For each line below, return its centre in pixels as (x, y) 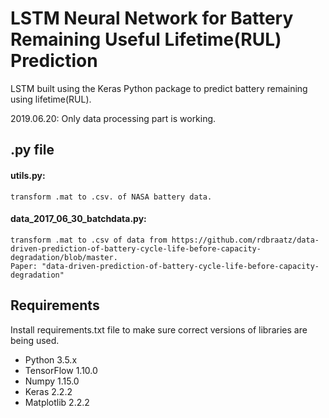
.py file (32, 150)
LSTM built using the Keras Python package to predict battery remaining (159, 88)
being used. (35, 340)
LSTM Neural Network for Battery (152, 18)
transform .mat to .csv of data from (89, 240)
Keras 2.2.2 (48, 391)
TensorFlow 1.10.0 (61, 370)
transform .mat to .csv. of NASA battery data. (111, 197)
